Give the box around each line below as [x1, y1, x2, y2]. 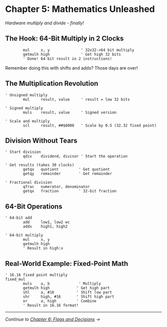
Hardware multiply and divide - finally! [5, 20, 84, 26]
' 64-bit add [5, 215, 32, 221]
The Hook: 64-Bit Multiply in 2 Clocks [5, 34, 124, 43]
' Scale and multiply [5, 118, 50, 124]
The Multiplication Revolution [5, 80, 98, 88]
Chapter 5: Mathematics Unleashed [5, 3, 155, 15]
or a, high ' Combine [23, 299, 97, 304]
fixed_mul [5, 277, 26, 282]
